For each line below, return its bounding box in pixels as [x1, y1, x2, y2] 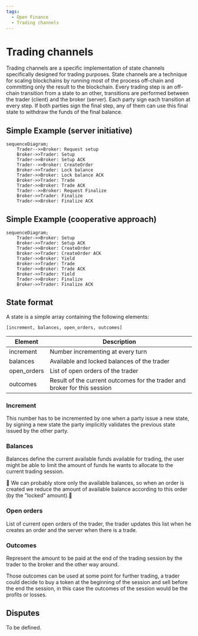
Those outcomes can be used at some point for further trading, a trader [6, 572, 180, 579]
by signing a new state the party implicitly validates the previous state [6, 421, 176, 428]
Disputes [6, 608, 40, 618]
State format [6, 298, 54, 308]
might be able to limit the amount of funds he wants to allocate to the [6, 462, 173, 469]
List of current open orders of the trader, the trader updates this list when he [6, 520, 192, 527]
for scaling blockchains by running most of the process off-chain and [6, 77, 174, 84]
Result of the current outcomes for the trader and [49, 376, 186, 384]
